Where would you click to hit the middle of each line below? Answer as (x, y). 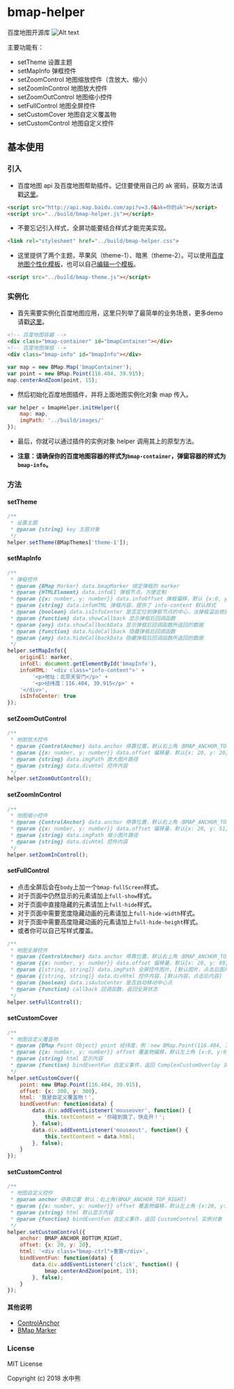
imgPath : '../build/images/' (62, 421)
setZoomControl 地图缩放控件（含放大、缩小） (84, 79)
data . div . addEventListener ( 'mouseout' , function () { (110, 1130)
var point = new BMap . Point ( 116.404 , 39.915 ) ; (76, 373)
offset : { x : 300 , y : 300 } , (59, 1091)
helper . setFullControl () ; (45, 1002)
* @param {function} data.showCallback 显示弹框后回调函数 (93, 618)
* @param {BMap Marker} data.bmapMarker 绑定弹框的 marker (95, 586)
